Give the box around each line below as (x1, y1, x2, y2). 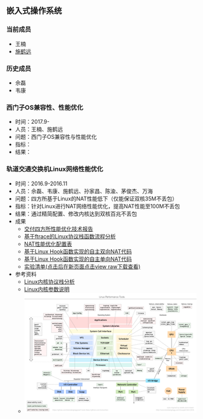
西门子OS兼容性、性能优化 (6, 103, 83, 112)
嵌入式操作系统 (6, 5, 62, 16)
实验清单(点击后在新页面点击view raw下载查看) (24, 263, 141, 270)
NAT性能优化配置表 (24, 240, 72, 248)
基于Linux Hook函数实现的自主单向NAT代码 (24, 255, 132, 263)
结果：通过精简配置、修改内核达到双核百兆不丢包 (14, 210, 137, 217)
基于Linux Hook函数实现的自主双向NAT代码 (24, 248, 132, 255)
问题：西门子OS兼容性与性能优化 (14, 133, 97, 141)
